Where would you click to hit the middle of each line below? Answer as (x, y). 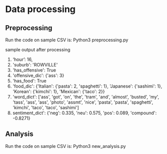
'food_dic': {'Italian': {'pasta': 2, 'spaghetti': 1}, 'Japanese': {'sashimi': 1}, (87, 86)
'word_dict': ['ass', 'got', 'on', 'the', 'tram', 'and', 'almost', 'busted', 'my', (86, 97)
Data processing (40, 9)
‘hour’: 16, (22, 59)
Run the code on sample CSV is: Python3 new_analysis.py (66, 146)
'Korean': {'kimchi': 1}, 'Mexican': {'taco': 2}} (59, 91)
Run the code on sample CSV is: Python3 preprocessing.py (67, 40)
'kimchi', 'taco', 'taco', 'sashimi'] (46, 107)
